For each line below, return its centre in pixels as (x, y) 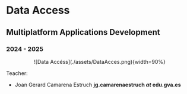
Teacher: (17, 73)
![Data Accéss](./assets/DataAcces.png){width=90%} (100, 61)
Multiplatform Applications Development (83, 32)
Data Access (38, 10)
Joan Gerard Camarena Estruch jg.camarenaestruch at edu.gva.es (98, 85)
